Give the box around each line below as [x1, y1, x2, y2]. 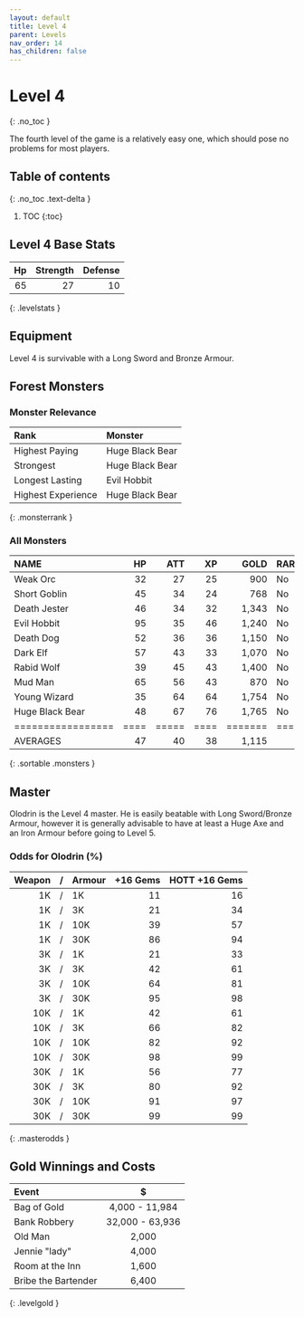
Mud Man [14, 676, 54, 689]
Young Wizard [14, 691, 74, 703]
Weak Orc [14, 573, 56, 586]
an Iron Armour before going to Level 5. [9, 827, 157, 838]
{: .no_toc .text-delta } [9, 193, 91, 204]
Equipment [9, 329, 72, 344]
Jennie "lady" [14, 1245, 72, 1258]
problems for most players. [9, 143, 110, 154]
